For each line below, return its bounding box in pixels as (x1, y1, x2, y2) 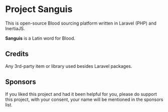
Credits (5, 50, 29, 58)
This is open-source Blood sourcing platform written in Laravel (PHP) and (5, 20, 157, 26)
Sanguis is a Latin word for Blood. (5, 35, 76, 41)
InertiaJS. (5, 25, 25, 31)
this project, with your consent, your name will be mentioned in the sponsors (5, 96, 163, 102)
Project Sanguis (5, 4, 73, 15)
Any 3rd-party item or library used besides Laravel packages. (5, 63, 132, 69)
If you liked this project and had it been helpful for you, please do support (5, 91, 157, 97)
